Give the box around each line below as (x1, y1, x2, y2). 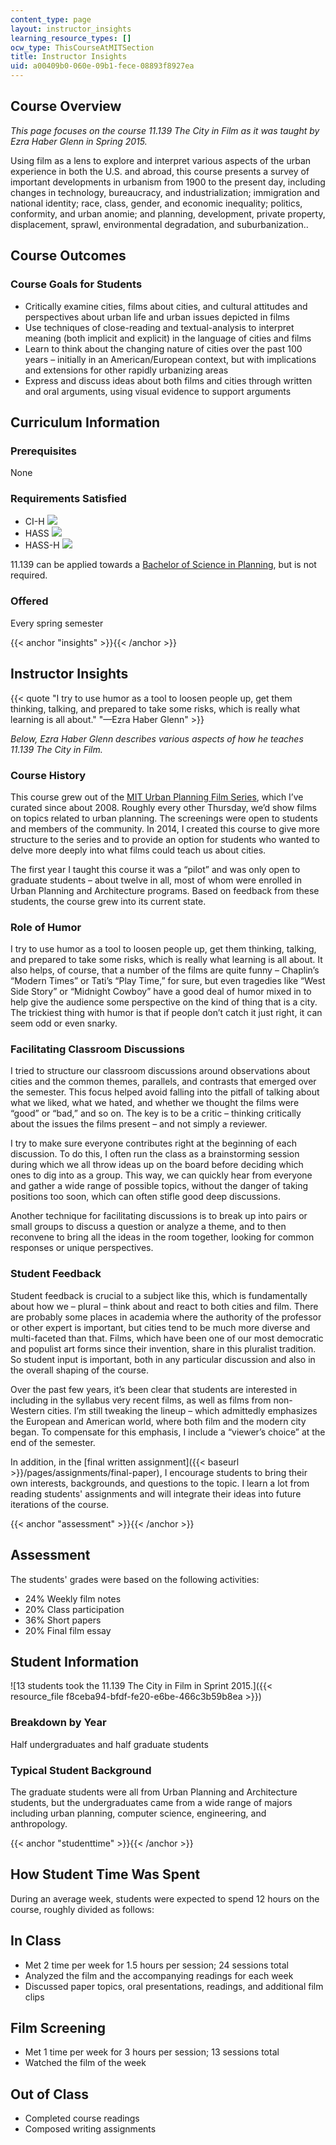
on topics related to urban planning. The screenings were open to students (10, 812, 318, 824)
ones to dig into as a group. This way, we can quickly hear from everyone (10, 1169, 313, 1181)
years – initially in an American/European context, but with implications (24, 353, 317, 365)
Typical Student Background (10, 1763, 152, 1777)
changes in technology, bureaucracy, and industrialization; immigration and (10, 186, 320, 198)
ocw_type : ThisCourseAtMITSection (10, 42, 155, 53)
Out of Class (10, 2086, 90, 2103)
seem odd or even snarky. (10, 1017, 118, 1030)
